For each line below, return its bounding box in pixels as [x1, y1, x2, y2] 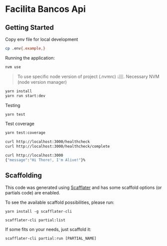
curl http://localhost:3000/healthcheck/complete [5, 144, 110, 149]
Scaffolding [5, 171, 42, 180]
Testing [5, 102, 21, 108]
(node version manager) [17, 79, 67, 85]
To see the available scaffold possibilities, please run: [5, 199, 114, 205]
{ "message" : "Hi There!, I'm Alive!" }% [5, 157, 85, 162]
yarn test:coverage [5, 130, 46, 135]
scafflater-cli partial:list [5, 217, 66, 223]
